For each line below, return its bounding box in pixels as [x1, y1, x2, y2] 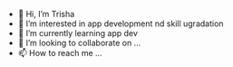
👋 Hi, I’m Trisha [17, 9, 75, 19]
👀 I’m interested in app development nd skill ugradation [17, 18, 224, 29]
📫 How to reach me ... [17, 48, 102, 58]
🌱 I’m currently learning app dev [17, 28, 139, 38]
